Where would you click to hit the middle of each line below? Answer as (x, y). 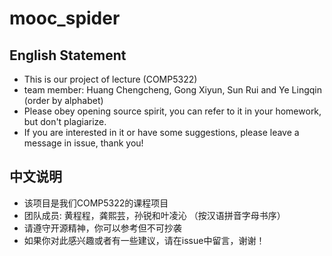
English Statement (68, 55)
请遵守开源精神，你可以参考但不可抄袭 (102, 228)
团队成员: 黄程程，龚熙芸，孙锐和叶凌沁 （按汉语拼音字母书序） (154, 215)
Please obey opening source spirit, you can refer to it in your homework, (172, 111)
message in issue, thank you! (83, 143)
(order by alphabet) (63, 100)
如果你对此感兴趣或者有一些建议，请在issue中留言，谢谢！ (144, 240)
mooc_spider (65, 18)
